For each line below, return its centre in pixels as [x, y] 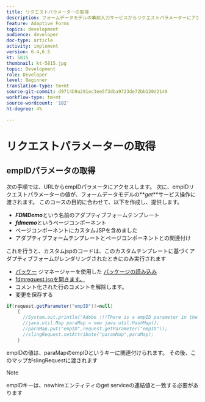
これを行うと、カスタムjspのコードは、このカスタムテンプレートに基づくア [101, 251]
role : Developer [27, 75]
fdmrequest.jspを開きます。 [50, 279]
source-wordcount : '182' [38, 103]
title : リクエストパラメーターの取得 [48, 12]
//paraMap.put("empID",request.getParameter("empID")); [95, 329]
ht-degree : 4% [24, 109]
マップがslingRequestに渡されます [54, 360]
